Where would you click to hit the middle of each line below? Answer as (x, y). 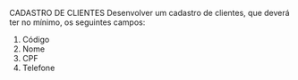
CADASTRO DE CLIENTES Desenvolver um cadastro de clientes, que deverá (149, 13)
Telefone (38, 68)
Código (36, 40)
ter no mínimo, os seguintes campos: (77, 22)
